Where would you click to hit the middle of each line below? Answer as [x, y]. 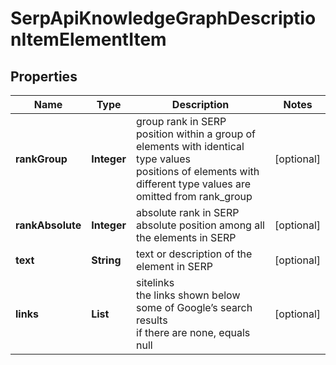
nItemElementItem [88, 39]
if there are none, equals [193, 332]
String [106, 260]
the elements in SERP [186, 237]
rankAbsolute [48, 225]
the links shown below [188, 295]
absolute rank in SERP [188, 212]
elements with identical [190, 146]
